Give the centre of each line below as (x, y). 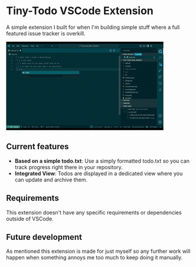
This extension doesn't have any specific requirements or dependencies (94, 212)
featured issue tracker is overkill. (46, 33)
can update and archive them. (51, 179)
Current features (37, 146)
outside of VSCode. (30, 219)
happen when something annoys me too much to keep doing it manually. (94, 258)
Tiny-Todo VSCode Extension (80, 11)
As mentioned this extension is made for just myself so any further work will (98, 251)
